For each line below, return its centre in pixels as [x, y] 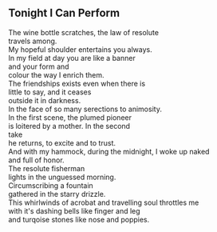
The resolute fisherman [47, 168]
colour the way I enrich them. [57, 74]
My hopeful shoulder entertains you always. [81, 49]
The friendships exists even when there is [77, 83]
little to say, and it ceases [50, 92]
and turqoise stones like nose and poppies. [79, 219]
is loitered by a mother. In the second [69, 126]
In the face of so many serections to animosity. [85, 109]
